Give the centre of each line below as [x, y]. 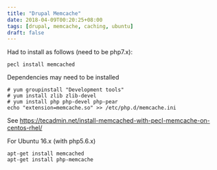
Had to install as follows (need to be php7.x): [70, 52]
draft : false [26, 33]
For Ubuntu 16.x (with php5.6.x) [52, 141]
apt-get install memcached [46, 154]
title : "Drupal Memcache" [44, 13]
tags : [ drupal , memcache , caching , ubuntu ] [70, 26]
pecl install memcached [41, 65]
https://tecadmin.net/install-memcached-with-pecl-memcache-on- [115, 121]
